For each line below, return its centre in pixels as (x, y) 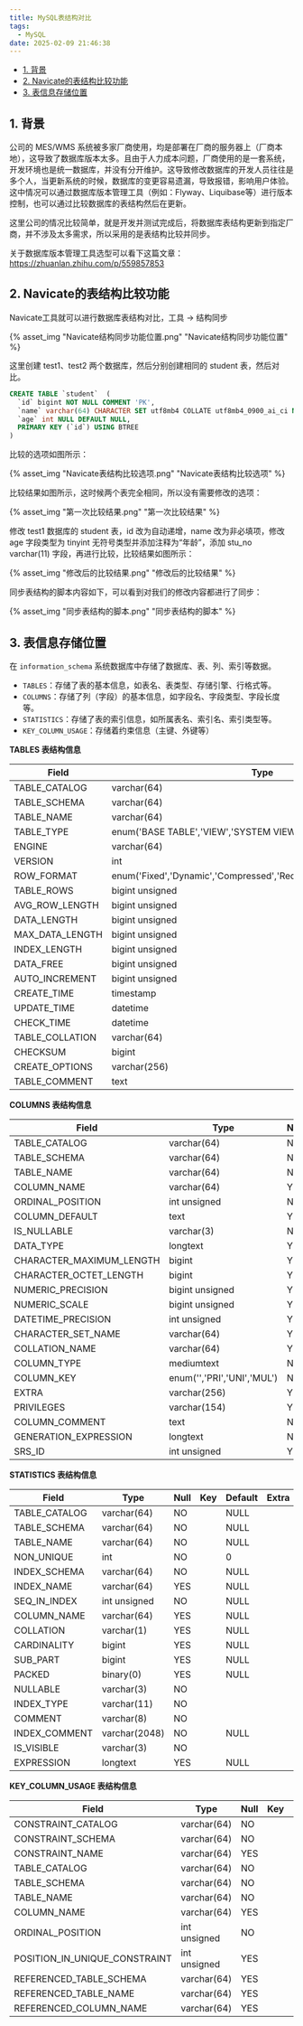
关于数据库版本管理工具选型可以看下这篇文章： (96, 253)
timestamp (134, 993)
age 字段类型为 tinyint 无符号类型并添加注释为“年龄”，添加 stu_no (131, 542)
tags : (19, 26)
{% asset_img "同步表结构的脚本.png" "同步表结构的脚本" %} (123, 612)
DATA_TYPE (39, 1245)
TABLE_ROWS (44, 890)
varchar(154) (197, 1407)
